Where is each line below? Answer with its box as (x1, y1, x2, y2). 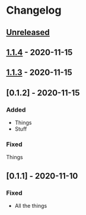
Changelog (6, 4, 62, 17)
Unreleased (6, 27, 50, 37)
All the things (14, 203, 47, 210)
